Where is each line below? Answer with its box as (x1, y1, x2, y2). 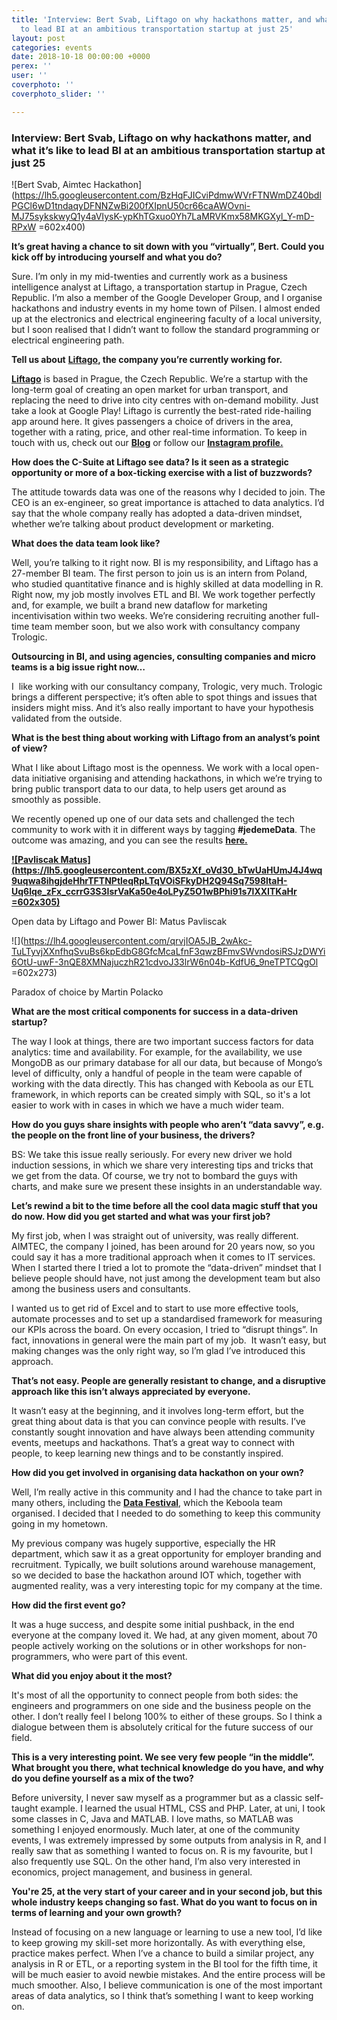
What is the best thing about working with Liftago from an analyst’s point (11, 731, 321, 743)
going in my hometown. (11, 1517, 109, 1530)
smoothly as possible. (11, 793, 102, 805)
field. (11, 1731, 33, 1743)
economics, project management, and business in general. (11, 1866, 253, 1878)
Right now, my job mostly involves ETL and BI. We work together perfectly (11, 588, 316, 600)
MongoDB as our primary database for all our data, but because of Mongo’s (11, 1056, 323, 1068)
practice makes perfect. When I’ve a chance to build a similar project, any (11, 1947, 315, 1959)
